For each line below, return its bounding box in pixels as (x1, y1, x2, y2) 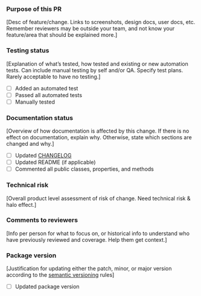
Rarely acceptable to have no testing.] (6, 73, 101, 80)
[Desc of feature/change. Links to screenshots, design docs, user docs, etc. (6, 19, 196, 26)
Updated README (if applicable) (14, 159, 96, 166)
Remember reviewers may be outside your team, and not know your (6, 25, 175, 32)
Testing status (6, 46, 49, 55)
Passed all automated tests (14, 91, 83, 98)
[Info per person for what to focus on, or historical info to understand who (6, 230, 190, 237)
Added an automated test (14, 84, 78, 92)
